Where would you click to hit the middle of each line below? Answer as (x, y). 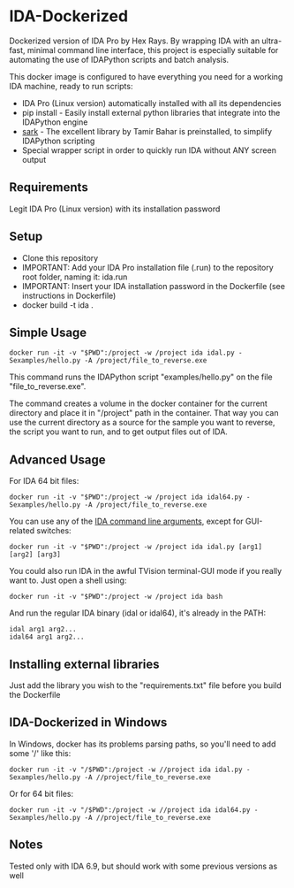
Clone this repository (60, 257)
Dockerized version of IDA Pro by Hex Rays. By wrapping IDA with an (135, 41)
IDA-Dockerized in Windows (88, 723)
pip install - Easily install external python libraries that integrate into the (151, 112)
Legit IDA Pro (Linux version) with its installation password (115, 209)
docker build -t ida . (58, 305)
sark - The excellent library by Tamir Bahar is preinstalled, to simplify (147, 131)
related (22, 531)
